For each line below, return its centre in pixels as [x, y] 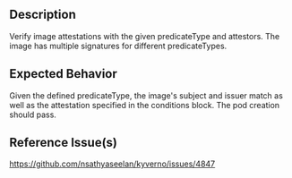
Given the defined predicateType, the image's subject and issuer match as [146, 95]
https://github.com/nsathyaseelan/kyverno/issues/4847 [112, 164]
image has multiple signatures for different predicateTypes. [118, 46]
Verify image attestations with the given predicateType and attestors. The [145, 36]
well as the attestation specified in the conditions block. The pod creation [145, 105]
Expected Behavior [64, 74]
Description [43, 15]
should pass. [33, 114]
